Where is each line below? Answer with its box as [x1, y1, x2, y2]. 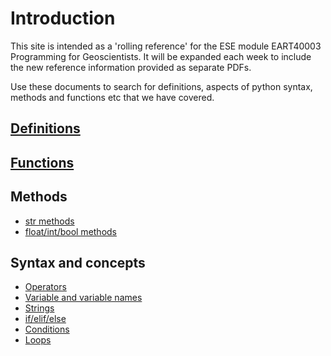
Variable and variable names [24, 292, 143, 304]
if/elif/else [24, 313, 67, 325]
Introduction [10, 7, 116, 30]
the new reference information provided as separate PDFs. [10, 61, 252, 73]
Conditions [24, 323, 70, 336]
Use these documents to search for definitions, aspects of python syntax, [10, 80, 313, 92]
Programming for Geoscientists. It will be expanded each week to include [10, 50, 312, 62]
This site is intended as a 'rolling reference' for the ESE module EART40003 [10, 40, 322, 52]
